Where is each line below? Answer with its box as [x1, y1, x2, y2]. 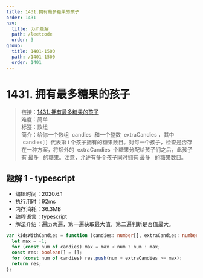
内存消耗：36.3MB [14, 205, 62, 213]
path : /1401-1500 [11, 54, 56, 60]
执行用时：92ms [14, 198, 56, 205]
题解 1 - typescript [6, 173, 76, 183]
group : [6, 43, 23, 49]
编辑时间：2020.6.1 [14, 190, 63, 198]
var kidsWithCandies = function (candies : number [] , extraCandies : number [6, 233, 199, 239]
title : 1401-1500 [11, 48, 56, 54]
